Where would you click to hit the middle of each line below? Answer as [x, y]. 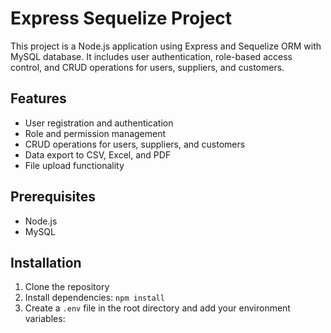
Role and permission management [95, 133]
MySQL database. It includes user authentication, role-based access [151, 56]
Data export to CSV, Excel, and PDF [98, 154]
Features [38, 98]
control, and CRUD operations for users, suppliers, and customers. [147, 67]
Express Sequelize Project [121, 18]
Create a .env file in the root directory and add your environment [157, 308]
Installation [46, 262]
